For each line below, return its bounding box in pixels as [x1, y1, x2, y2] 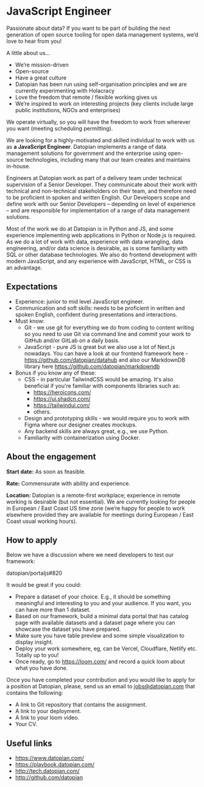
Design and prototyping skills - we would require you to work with [24, 414, 190, 422]
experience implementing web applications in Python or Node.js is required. [6, 231, 197, 239]
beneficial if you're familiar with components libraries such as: [24, 382, 181, 389]
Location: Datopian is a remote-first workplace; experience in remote [6, 491, 181, 498]
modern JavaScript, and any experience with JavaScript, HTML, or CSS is [6, 257, 192, 265]
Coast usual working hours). [6, 517, 77, 525]
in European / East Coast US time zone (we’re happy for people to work [6, 505, 185, 512]
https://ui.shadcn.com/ [33, 395, 91, 402]
